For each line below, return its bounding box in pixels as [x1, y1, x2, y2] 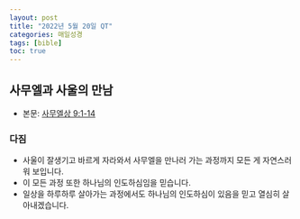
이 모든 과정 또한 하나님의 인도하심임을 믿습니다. [22, 178, 191, 188]
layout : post [9, 13, 59, 23]
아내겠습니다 [22, 200, 68, 211]
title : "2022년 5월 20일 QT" [9, 22, 114, 31]
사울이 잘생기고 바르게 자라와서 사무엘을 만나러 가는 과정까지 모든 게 [22, 155, 261, 166]
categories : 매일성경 [9, 30, 83, 39]
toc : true [9, 47, 47, 56]
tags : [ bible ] [9, 38, 63, 48]
